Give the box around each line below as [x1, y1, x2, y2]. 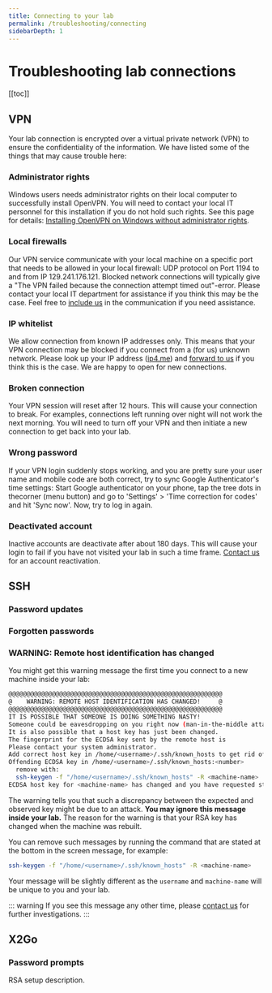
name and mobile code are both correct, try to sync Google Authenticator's [8, 474, 260, 484]
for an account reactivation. [8, 555, 101, 565]
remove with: [15, 766, 60, 774]
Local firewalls [8, 236, 67, 248]
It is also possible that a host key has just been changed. [8, 727, 219, 736]
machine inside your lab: [8, 675, 91, 684]
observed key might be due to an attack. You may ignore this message [8, 804, 247, 814]
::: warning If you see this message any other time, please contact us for [8, 900, 249, 910]
